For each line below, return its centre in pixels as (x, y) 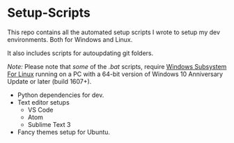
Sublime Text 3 (49, 124)
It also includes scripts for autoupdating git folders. (80, 53)
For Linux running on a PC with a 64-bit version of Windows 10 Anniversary (115, 74)
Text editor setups (43, 102)
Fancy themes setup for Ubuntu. (63, 132)
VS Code (40, 110)
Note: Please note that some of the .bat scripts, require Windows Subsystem (117, 66)
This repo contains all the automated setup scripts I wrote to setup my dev (114, 32)
